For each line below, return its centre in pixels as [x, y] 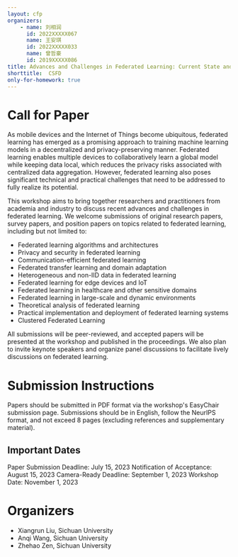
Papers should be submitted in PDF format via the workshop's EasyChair [113, 405]
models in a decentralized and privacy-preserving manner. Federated [108, 150]
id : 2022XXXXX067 [52, 34]
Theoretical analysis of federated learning [79, 305]
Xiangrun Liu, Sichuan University [65, 530]
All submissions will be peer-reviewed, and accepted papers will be [106, 334]
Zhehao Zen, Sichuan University [64, 546]
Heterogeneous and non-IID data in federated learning [97, 275]
